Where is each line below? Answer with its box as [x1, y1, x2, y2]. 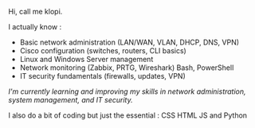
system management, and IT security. [8, 95, 133, 104]
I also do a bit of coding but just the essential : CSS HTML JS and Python [8, 111, 248, 120]
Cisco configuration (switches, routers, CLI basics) [19, 46, 187, 55]
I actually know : [8, 22, 62, 31]
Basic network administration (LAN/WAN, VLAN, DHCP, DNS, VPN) [19, 37, 240, 47]
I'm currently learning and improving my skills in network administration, [8, 87, 246, 96]
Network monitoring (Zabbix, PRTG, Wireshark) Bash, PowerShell [19, 63, 234, 72]
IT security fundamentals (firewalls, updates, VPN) [19, 72, 186, 80]
